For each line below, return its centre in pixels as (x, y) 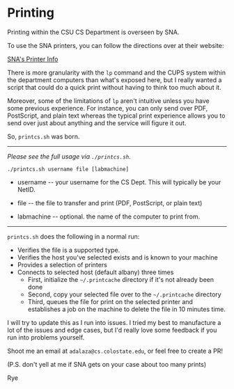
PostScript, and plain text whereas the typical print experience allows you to (116, 116)
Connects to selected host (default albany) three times (95, 272)
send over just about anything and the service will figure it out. (97, 122)
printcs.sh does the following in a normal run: (73, 236)
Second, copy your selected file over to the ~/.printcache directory (124, 294)
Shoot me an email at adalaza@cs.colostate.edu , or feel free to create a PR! (115, 351)
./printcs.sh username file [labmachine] (68, 169)
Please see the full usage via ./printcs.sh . (69, 156)
